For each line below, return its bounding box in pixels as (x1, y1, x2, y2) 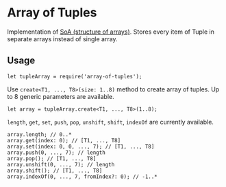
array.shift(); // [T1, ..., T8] (7, 167, 103, 174)
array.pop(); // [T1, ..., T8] (7, 155, 97, 162)
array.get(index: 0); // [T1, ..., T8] (7, 137, 121, 144)
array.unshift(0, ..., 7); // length (7, 161, 115, 168)
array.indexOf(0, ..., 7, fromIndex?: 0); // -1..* (7, 173, 158, 180)
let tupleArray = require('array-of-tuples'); (7, 73, 142, 80)
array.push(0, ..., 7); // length (7, 149, 106, 156)
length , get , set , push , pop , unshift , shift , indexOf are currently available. (7, 118, 214, 126)
